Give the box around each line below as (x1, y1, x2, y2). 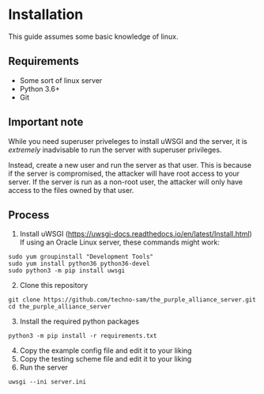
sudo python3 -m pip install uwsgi (8, 267, 126, 275)
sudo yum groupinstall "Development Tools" (8, 253, 154, 261)
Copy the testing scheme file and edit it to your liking (19, 354, 192, 364)
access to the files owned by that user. (8, 185, 134, 195)
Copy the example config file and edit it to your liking (19, 346, 192, 355)
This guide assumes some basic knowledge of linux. (8, 32, 179, 41)
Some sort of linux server (19, 75, 103, 85)
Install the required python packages (19, 316, 140, 326)
